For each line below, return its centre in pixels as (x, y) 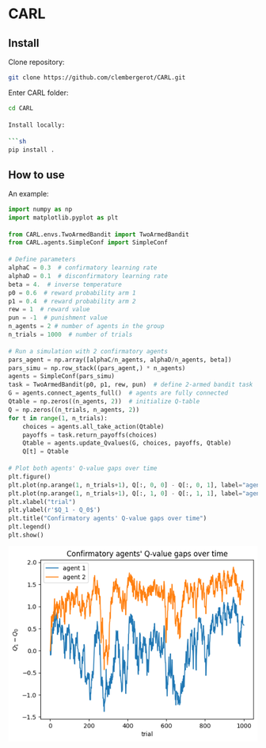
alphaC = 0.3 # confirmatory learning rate (83, 268)
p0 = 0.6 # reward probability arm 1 (72, 293)
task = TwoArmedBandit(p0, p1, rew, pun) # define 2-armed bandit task (131, 385)
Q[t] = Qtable (46, 452)
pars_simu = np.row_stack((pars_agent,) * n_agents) (97, 368)
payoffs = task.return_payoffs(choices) (90, 435)
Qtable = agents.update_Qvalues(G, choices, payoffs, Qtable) (127, 443)
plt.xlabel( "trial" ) (42, 502)
